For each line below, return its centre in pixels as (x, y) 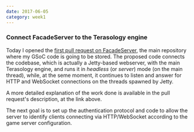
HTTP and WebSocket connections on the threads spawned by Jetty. (90, 81)
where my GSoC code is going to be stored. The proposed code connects (96, 56)
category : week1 (26, 17)
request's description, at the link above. (54, 99)
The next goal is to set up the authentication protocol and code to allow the (97, 110)
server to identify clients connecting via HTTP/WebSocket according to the (97, 116)
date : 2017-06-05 (27, 11)
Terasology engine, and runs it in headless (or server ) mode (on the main (95, 69)
